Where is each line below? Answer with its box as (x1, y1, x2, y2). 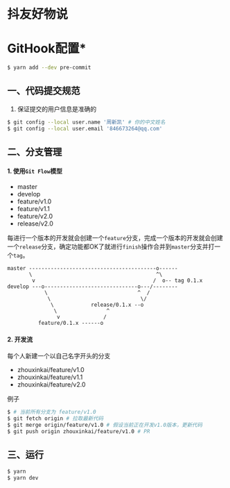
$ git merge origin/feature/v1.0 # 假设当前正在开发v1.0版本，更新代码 (7, 421, 203, 429)
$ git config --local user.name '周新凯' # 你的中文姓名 (7, 119, 166, 126)
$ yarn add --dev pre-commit (7, 64, 91, 71)
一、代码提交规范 (7, 85, 80, 97)
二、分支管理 (7, 146, 62, 158)
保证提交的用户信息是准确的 (17, 105, 97, 113)
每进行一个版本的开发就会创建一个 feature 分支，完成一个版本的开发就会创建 (7, 234, 224, 242)
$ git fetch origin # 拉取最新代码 (7, 415, 104, 422)
